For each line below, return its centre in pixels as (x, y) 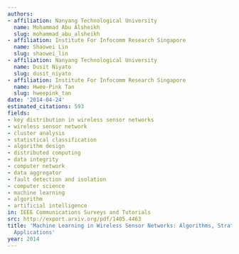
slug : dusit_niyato (43, 73)
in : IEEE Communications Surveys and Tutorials (79, 213)
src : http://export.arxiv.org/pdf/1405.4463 (74, 219)
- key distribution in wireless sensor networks (81, 120)
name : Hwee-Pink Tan (44, 87)
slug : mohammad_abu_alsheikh (57, 34)
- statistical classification (52, 139)
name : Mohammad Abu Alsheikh (57, 27)
